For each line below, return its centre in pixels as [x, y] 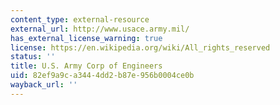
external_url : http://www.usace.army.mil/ [100, 29]
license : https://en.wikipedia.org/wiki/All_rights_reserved [140, 47]
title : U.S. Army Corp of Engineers [86, 66]
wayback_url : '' [44, 85]
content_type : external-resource [80, 19]
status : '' [33, 57]
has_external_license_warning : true [86, 38]
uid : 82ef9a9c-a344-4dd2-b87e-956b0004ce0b [102, 76]
